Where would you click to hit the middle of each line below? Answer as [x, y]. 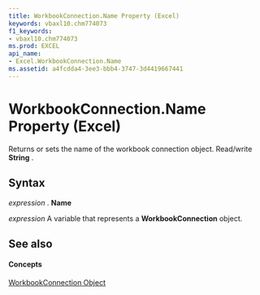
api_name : [25, 54]
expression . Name [40, 202]
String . [21, 157]
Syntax [27, 183]
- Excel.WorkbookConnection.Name [65, 62]
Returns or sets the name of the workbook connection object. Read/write [130, 149]
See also [30, 243]
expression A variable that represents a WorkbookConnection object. [126, 218]
